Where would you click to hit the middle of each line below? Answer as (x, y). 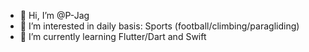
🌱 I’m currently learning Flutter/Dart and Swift (113, 36)
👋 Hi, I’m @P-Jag (54, 15)
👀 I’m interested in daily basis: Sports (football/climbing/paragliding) (159, 26)
